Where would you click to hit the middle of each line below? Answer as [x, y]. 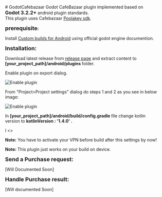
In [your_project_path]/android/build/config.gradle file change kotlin [75, 116]
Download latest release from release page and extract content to [71, 58]
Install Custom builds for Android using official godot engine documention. [80, 38]
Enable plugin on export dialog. [36, 73]
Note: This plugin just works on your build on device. [58, 149]
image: [12, 97]
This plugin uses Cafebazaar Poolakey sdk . [48, 18]
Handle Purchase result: [37, 179]
